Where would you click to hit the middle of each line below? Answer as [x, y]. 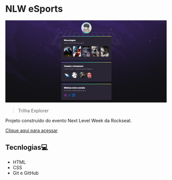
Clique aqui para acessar [31, 130]
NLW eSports [34, 9]
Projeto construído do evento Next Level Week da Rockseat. [69, 121]
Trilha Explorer [33, 111]
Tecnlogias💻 [27, 147]
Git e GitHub [26, 173]
